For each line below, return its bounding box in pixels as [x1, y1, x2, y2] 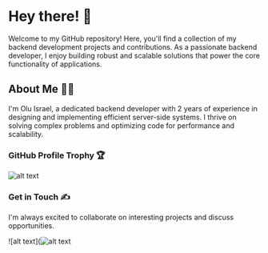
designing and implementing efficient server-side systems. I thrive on [8, 112, 238, 122]
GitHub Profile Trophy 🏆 [8, 150, 106, 161]
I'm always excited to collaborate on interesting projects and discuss [8, 212, 234, 223]
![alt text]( [8, 236, 42, 247]
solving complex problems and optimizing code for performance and [8, 120, 234, 131]
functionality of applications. [8, 59, 102, 69]
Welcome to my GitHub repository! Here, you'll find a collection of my [8, 34, 238, 43]
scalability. [8, 129, 44, 139]
